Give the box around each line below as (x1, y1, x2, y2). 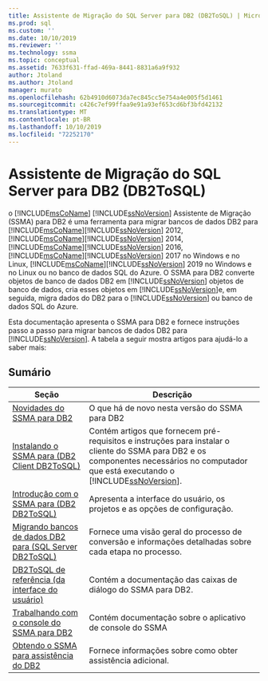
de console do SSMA (89, 622, 167, 633)
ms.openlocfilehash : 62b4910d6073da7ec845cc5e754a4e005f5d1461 (8, 93, 223, 101)
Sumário (8, 365, 52, 379)
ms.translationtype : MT (8, 109, 88, 117)
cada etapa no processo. (89, 546, 182, 557)
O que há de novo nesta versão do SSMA (89, 402, 243, 414)
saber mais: (8, 342, 47, 352)
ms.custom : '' (8, 26, 56, 34)
